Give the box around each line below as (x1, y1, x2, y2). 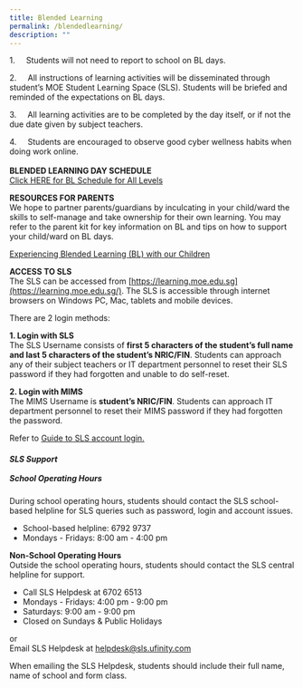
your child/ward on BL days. (9, 231, 115, 242)
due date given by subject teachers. (9, 119, 144, 130)
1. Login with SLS (9, 330, 74, 341)
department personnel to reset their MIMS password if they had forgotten (9, 405, 283, 417)
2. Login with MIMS (9, 386, 83, 397)
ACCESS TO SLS (9, 266, 72, 277)
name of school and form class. (9, 670, 128, 681)
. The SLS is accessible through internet (121, 286, 270, 296)
